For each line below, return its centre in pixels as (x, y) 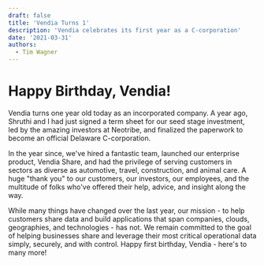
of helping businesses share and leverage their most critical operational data (132, 235)
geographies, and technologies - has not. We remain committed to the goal (130, 227)
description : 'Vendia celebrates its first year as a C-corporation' (125, 30)
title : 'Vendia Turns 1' (49, 23)
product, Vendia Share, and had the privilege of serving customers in (120, 162)
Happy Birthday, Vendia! (89, 91)
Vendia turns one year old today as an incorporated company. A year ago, (128, 113)
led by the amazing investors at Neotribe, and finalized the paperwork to (126, 129)
